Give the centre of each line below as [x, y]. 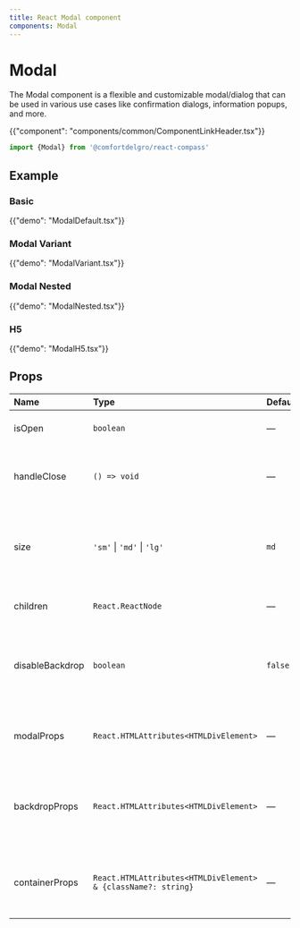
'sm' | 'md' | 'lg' [129, 547]
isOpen [29, 428]
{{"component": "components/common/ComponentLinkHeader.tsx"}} [137, 132]
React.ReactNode [128, 606]
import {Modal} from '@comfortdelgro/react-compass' [109, 148]
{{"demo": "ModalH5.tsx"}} [59, 348]
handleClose [40, 476]
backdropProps [46, 806]
